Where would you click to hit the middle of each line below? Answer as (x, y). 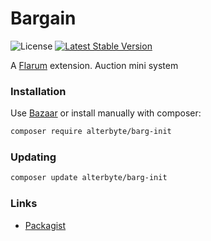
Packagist (45, 225)
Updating (33, 157)
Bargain (43, 18)
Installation (38, 91)
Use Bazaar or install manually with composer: (106, 113)
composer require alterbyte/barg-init (91, 132)
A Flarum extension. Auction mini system (94, 65)
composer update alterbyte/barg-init (89, 178)
